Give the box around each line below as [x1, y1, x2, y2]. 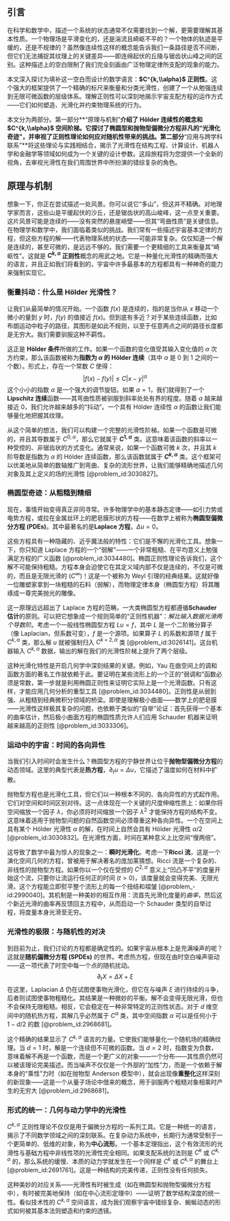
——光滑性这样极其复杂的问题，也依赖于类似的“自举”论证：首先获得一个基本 [7, 704, 222, 712]
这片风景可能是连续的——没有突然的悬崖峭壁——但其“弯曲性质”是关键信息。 [7, 217, 222, 225]
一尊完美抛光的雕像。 [18, 589, 79, 597]
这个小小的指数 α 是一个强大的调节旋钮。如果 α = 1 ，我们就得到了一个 [7, 386, 205, 394]
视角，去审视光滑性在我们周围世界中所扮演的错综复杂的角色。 [7, 158, 181, 166]
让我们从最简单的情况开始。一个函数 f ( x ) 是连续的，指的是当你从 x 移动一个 [7, 304, 219, 312]
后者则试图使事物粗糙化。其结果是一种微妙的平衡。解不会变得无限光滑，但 [7, 994, 217, 1002]
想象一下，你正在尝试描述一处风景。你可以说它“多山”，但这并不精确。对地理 [7, 200, 222, 208]
